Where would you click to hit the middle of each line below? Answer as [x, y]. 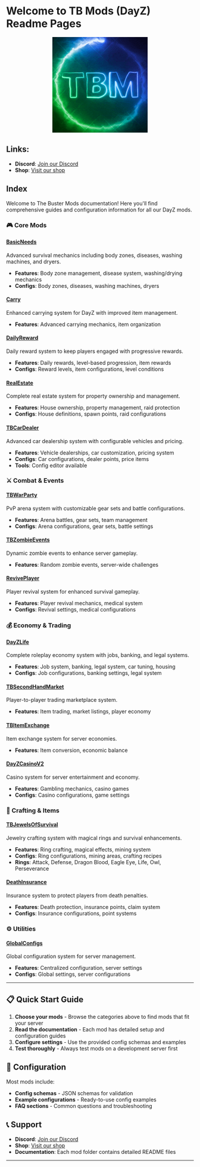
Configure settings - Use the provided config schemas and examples [100, 1042]
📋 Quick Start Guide [45, 999]
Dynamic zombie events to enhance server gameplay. [72, 553]
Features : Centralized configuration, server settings [79, 968]
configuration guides [40, 1036]
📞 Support [24, 1125]
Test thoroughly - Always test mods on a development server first [96, 1049]
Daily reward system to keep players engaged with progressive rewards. [95, 351]
